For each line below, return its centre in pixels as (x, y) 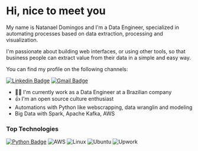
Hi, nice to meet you (56, 11)
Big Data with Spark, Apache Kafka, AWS (65, 113)
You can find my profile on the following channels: (67, 69)
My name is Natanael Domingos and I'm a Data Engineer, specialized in (92, 27)
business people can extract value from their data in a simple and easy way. (98, 57)
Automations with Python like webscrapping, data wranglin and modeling (103, 107)
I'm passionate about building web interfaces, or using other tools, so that (96, 51)
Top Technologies (33, 128)
